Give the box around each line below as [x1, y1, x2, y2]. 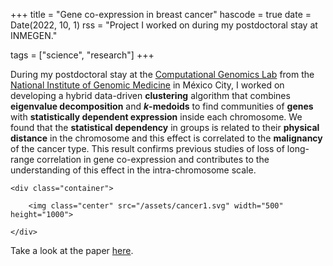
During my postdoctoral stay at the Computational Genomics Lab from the [10, 69, 315, 80]
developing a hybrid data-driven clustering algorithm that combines [10, 90, 291, 101]
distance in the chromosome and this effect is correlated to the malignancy [10, 132, 323, 144]
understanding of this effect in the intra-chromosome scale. [10, 164, 257, 176]
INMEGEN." [10, 30, 58, 41]
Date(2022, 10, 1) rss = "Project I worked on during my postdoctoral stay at [10, 19, 318, 31]
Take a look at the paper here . [10, 245, 134, 256]
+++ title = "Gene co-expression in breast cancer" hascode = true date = [10, 9, 312, 20]
